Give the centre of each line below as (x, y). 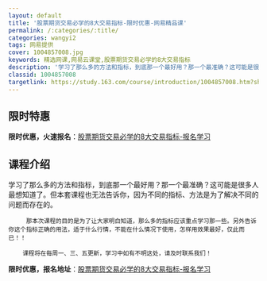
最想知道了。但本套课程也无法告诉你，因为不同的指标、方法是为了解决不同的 (133, 194)
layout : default (35, 15)
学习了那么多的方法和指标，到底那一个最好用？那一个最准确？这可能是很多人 (133, 185)
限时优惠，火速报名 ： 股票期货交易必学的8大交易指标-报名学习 (110, 137)
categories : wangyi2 (43, 38)
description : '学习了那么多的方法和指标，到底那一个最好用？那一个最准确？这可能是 (131, 67)
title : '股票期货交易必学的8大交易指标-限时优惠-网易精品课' (98, 23)
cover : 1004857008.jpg (46, 52)
